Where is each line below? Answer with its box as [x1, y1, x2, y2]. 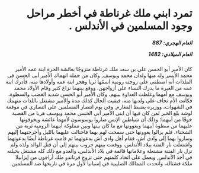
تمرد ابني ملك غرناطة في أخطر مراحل [26, 7, 192, 20]
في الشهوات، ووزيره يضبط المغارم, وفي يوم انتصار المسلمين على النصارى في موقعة [6, 103, 192, 110]
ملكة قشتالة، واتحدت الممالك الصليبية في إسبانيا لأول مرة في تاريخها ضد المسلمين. [10, 160, 192, 167]
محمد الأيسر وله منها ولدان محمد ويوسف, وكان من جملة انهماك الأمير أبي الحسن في [7, 72, 192, 79]
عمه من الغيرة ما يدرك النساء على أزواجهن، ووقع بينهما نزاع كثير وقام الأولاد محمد [14, 84, 192, 92]
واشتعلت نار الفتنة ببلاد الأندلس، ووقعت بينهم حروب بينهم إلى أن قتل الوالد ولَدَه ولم [10, 141, 192, 148]
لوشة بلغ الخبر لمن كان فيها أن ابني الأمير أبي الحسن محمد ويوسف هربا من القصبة [12, 110, 192, 117]
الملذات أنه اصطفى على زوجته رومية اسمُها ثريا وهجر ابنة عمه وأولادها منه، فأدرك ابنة [5, 78, 192, 85]
